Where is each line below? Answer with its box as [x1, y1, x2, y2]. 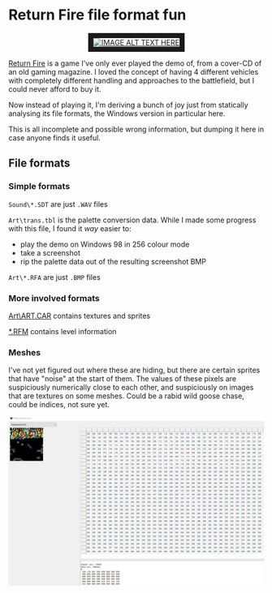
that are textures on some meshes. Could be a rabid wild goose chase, [8, 391, 245, 401]
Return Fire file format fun [8, 6, 187, 24]
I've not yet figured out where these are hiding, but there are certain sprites [8, 365, 261, 375]
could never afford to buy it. [8, 84, 101, 94]
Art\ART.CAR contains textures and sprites [8, 311, 151, 320]
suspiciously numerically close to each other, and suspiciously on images [8, 383, 254, 393]
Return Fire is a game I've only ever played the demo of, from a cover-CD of [8, 58, 262, 68]
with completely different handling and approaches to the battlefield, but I [8, 75, 255, 85]
